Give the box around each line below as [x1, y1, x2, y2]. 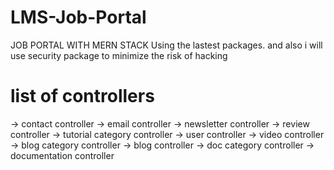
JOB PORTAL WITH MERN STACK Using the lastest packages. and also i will [10, 39, 323, 51]
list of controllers [10, 85, 155, 108]
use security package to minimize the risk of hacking [10, 49, 228, 61]
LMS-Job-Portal [10, 6, 147, 29]
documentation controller [10, 149, 115, 161]
